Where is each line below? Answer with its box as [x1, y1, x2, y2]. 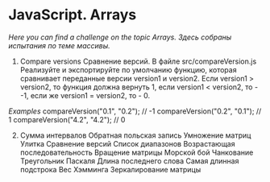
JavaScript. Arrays [8, 6, 137, 24]
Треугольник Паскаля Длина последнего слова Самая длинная [19, 155, 239, 166]
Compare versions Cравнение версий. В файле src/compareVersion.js [19, 56, 257, 66]
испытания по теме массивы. [8, 40, 110, 50]
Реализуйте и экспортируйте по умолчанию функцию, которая [19, 64, 237, 74]
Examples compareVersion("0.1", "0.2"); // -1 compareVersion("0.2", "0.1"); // [8, 106, 262, 116]
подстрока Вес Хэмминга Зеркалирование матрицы [19, 164, 201, 174]
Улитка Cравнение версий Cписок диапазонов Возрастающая [19, 139, 235, 148]
